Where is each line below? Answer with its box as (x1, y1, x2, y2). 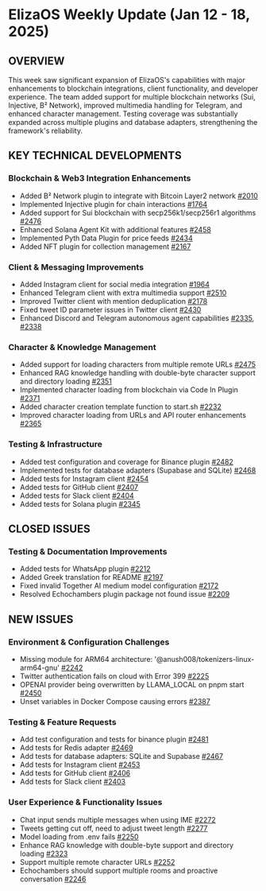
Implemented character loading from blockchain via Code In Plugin (19, 385, 238, 395)
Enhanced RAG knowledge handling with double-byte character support (19, 368, 256, 378)
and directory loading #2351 (19, 376, 113, 387)
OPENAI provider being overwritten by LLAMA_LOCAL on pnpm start (19, 679, 245, 689)
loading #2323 (19, 849, 68, 858)
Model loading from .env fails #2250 (19, 831, 139, 841)
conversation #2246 (19, 873, 87, 884)
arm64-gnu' (19, 663, 60, 672)
